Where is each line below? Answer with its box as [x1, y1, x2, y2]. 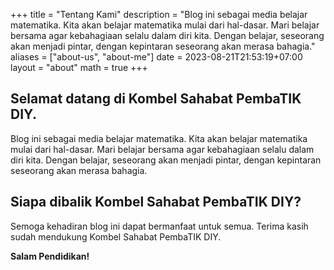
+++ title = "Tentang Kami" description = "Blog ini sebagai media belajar [10, 9, 308, 20]
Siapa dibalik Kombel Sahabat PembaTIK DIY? [10, 194, 302, 211]
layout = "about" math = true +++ [10, 62, 148, 73]
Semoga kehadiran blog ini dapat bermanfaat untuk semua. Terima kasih [10, 220, 309, 232]
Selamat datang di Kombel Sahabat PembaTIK [10, 90, 302, 108]
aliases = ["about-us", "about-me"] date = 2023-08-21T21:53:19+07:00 [10, 51, 303, 63]
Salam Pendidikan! [10, 250, 90, 262]
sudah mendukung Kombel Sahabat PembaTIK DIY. [10, 230, 222, 243]
